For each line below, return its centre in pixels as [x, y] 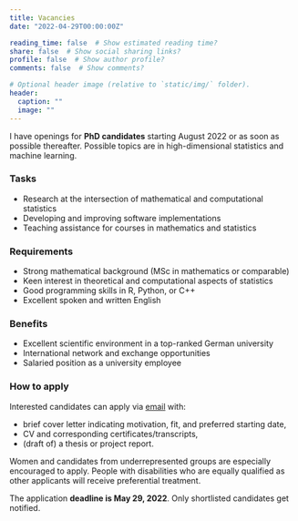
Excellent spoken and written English [92, 301]
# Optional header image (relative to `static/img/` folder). [130, 85]
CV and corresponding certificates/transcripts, [110, 434]
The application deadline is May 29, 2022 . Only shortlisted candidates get [149, 498]
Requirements [41, 251]
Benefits [29, 324]
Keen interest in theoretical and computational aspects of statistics [148, 281]
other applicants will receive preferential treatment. [105, 480]
